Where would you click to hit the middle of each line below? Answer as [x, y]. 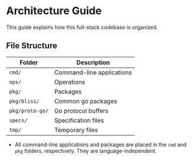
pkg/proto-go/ [29, 111]
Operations [70, 82]
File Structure [32, 46]
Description [93, 62]
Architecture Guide [54, 11]
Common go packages [86, 101]
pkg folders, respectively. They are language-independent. [86, 151]
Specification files [79, 120]
